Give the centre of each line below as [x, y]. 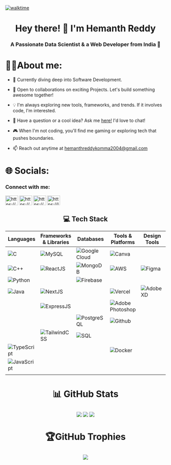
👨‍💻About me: [34, 66]
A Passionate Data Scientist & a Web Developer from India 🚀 [85, 44]
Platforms [123, 242]
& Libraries [56, 242]
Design [152, 236]
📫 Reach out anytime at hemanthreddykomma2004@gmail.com [80, 149]
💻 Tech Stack [85, 219]
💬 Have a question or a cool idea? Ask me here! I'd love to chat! [79, 120]
